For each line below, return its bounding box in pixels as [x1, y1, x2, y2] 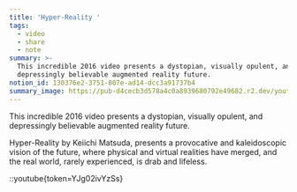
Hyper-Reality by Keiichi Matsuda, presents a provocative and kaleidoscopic [9, 137, 287, 148]
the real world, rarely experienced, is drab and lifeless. [9, 156, 208, 166]
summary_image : [9, 86, 65, 95]
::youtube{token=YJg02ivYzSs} [9, 173, 124, 183]
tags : [9, 21, 29, 30]
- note [17, 46, 42, 55]
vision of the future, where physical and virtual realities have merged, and [9, 146, 278, 157]
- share [17, 37, 46, 47]
